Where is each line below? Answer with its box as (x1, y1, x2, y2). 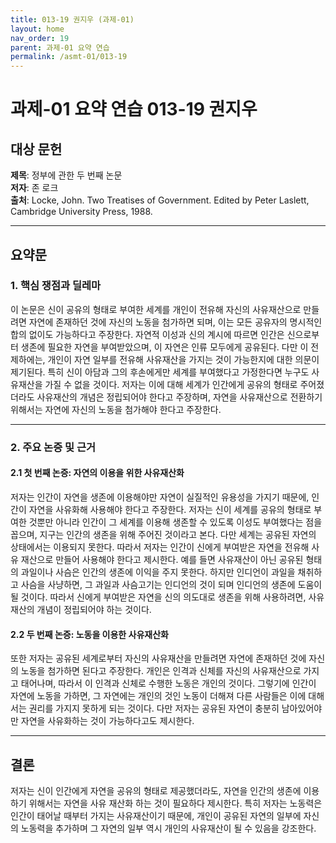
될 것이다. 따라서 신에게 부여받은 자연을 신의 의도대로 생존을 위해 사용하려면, (10, 591, 307, 603)
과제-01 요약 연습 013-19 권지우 (10, 98, 258, 121)
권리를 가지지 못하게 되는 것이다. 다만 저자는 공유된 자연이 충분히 (28, 702, 280, 715)
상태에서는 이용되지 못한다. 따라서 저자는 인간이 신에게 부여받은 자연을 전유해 (10, 541, 310, 553)
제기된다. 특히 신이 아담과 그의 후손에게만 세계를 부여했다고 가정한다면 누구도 (10, 366, 310, 378)
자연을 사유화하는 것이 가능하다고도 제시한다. (20, 715, 195, 727)
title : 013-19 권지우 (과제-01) (10, 14, 135, 25)
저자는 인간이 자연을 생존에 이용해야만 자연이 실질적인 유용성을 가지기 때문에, (10, 491, 310, 503)
